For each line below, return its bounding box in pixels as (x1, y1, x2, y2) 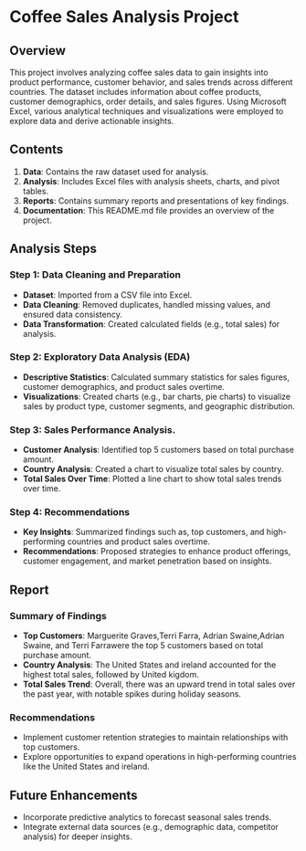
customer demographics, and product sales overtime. (22, 381, 226, 392)
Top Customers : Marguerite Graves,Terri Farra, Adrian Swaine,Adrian (22, 630, 285, 641)
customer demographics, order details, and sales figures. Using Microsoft (9, 96, 287, 107)
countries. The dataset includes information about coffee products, (9, 87, 262, 97)
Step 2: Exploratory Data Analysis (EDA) (9, 351, 191, 363)
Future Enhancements (9, 787, 139, 803)
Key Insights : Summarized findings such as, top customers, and (22, 527, 265, 538)
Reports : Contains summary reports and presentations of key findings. (22, 194, 290, 206)
